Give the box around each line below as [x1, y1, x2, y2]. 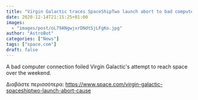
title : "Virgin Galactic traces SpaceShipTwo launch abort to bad [6, 8, 173, 15]
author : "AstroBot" [6, 31, 54, 36]
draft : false [6, 47, 38, 53]
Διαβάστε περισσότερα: [6, 81, 64, 88]
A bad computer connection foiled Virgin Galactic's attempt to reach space [6, 63, 188, 70]
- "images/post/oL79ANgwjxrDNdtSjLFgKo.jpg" [11, 25, 123, 31]
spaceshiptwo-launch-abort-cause [6, 86, 91, 94]
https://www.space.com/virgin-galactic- [65, 81, 163, 88]
